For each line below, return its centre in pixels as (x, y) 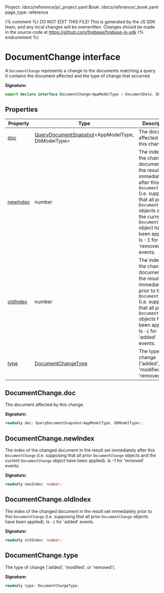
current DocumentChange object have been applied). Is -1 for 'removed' (75, 461)
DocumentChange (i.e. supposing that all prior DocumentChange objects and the (81, 456)
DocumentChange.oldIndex (48, 499)
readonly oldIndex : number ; (34, 540)
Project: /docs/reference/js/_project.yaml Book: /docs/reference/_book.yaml (82, 7)
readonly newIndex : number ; (34, 484)
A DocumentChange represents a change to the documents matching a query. (81, 70)
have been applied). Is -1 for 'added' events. (50, 522)
